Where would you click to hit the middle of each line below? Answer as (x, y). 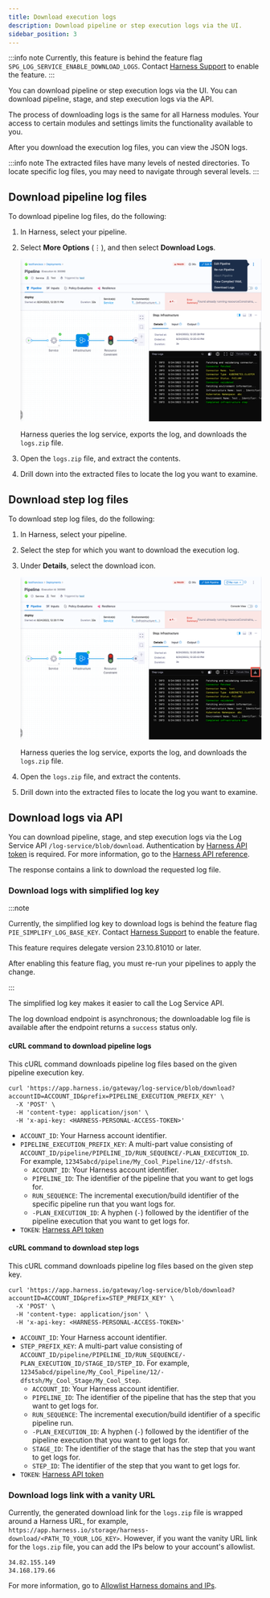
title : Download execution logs (62, 17)
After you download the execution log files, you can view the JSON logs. (128, 147)
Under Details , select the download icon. (88, 566)
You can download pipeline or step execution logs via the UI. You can (123, 91)
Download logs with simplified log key (84, 890)
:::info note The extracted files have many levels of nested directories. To (129, 163)
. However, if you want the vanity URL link (188, 1538)
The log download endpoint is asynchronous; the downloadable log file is (129, 1019)
